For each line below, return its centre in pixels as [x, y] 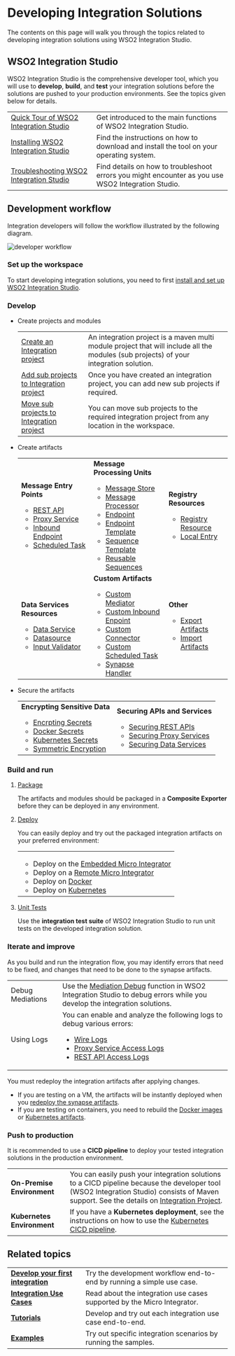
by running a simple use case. [149, 1282]
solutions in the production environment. [65, 1158]
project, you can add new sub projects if [154, 384]
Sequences [124, 567]
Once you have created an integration [150, 375]
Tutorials [26, 1317]
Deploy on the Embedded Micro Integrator [102, 864]
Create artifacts [40, 448]
